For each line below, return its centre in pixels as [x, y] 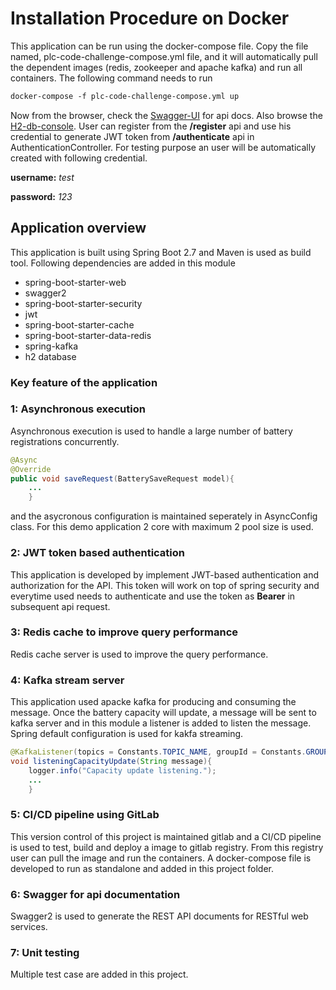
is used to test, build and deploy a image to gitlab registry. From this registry [167, 847]
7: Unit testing [45, 952]
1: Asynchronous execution [78, 409]
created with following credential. [79, 158]
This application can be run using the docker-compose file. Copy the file [159, 46]
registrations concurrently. [65, 441]
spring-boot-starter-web [75, 282]
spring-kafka [51, 346]
